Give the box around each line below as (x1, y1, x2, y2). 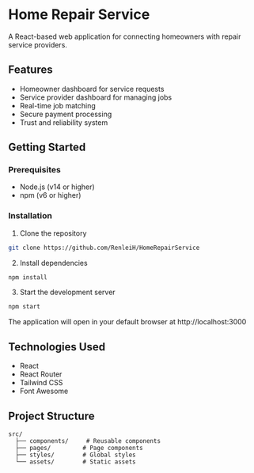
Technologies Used (8, 340, 105, 354)
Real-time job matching (19, 100, 97, 110)
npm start (8, 303, 41, 311)
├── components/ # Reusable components (15, 437, 161, 445)
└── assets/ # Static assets (15, 457, 136, 466)
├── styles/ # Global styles (15, 451, 136, 459)
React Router (19, 369, 63, 379)
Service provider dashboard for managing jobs (19, 93, 172, 102)
